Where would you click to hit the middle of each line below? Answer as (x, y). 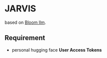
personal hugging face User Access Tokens (57, 50)
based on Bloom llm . (25, 22)
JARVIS (20, 9)
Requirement (25, 38)
